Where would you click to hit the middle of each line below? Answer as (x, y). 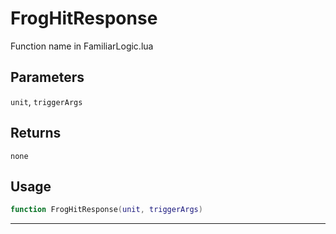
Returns (36, 133)
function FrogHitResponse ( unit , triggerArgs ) (106, 210)
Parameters (47, 77)
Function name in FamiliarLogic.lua (82, 46)
